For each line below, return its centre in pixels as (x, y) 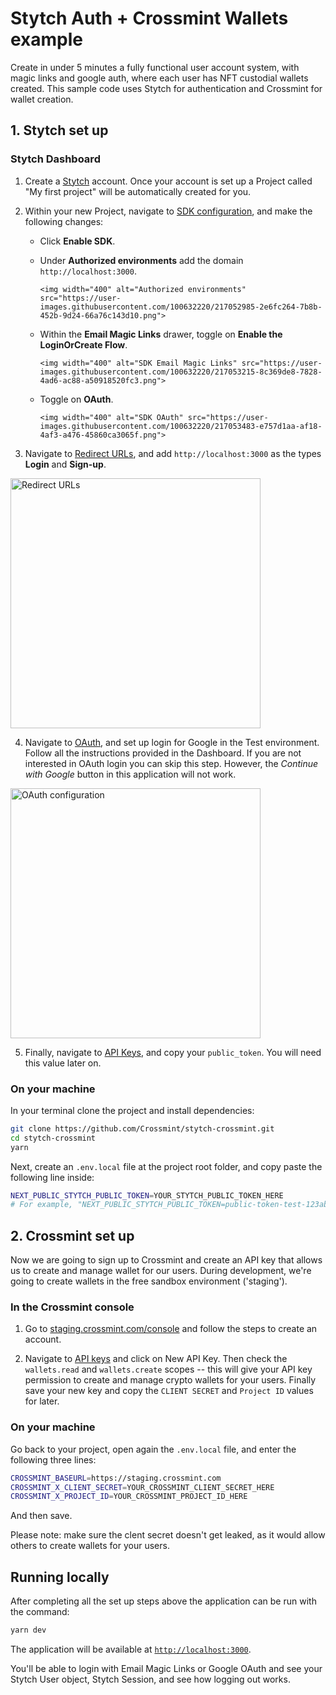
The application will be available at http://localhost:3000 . (131, 1649)
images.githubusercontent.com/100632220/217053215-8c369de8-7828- (181, 372)
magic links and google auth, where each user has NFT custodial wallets (159, 78)
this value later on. (63, 1063)
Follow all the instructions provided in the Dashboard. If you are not (163, 753)
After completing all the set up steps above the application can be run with (163, 1601)
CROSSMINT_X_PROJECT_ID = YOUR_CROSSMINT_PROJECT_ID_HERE (129, 1497)
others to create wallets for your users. (90, 1546)
